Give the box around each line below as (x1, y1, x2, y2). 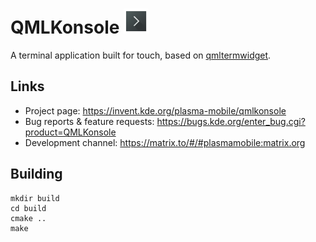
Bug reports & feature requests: (24, 115, 155, 127)
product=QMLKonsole (24, 126, 117, 138)
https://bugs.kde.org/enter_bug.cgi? (156, 115, 306, 127)
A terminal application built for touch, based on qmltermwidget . (10, 49, 272, 61)
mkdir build (10, 193, 60, 203)
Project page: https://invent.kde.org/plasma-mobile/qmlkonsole (24, 104, 287, 117)
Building (10, 166, 63, 183)
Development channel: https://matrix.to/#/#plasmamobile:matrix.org (24, 136, 306, 148)
